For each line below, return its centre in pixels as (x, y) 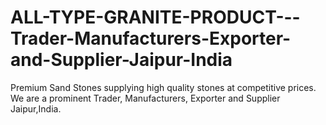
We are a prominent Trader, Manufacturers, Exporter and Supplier (145, 98)
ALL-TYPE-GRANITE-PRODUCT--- (155, 17)
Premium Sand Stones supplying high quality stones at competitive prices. (163, 87)
